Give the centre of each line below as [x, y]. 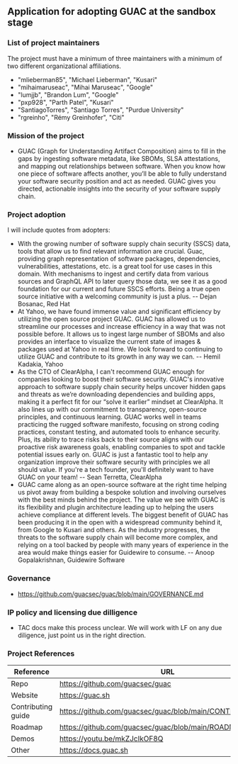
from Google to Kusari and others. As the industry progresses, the [114, 530]
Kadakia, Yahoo [40, 364]
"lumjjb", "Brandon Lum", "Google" [68, 94]
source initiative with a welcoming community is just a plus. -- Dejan [117, 296]
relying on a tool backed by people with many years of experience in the [123, 545]
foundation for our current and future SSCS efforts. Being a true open [119, 289]
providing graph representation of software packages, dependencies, [119, 259]
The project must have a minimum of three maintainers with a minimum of [115, 58]
